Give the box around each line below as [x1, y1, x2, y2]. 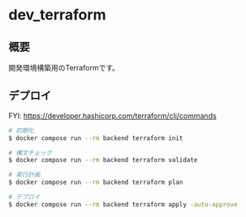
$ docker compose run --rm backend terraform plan [8, 178, 183, 187]
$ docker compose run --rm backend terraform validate [8, 156, 198, 164]
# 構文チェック [8, 148, 53, 157]
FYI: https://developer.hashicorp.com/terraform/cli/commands [8, 111, 217, 121]
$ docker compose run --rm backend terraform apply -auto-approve [8, 200, 238, 208]
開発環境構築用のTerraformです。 [8, 63, 120, 72]
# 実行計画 [8, 171, 41, 179]
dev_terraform [8, 6, 107, 24]
